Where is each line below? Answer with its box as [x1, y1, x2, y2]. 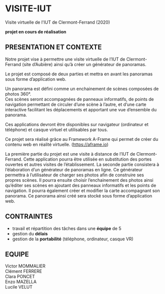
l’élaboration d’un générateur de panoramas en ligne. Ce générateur [5, 166, 143, 172]
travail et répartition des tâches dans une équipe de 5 [12, 225, 122, 231]
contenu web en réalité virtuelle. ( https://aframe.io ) [5, 141, 109, 147]
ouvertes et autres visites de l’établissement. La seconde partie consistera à [5, 161, 159, 167]
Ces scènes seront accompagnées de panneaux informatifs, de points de [5, 96, 154, 102]
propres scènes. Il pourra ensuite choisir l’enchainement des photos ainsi [5, 177, 154, 183]
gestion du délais [12, 230, 48, 236]
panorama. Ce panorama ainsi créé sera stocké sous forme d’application [5, 193, 153, 198]
